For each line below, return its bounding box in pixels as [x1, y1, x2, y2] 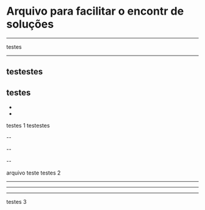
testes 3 [6, 198, 27, 206]
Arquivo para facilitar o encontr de [6, 4, 184, 18]
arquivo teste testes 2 [6, 169, 61, 176]
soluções [6, 17, 54, 31]
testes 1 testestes [6, 122, 50, 129]
